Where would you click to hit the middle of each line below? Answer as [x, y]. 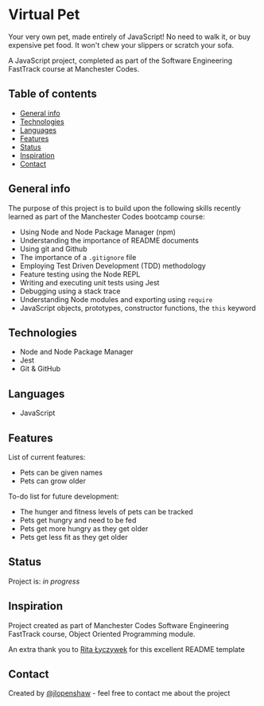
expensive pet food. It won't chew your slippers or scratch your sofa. [121, 45]
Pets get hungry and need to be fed [78, 520]
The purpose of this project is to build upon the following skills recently [124, 208]
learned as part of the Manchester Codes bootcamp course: [107, 216]
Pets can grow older [52, 481]
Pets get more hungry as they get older [84, 529]
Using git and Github [53, 249]
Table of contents [52, 94]
